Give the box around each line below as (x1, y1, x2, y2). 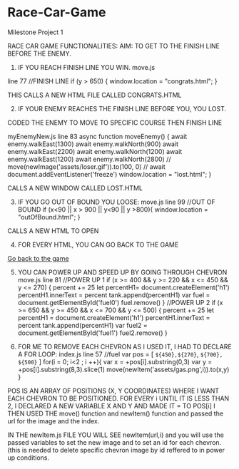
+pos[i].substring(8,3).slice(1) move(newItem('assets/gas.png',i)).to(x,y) (17, 365, 230, 373)
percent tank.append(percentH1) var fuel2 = (17, 321, 148, 329)
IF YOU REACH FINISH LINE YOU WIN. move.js (17, 63, 156, 71)
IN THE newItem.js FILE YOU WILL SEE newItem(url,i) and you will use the (7, 431, 225, 439)
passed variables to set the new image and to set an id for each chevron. (7, 438, 222, 446)
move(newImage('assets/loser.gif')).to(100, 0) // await (7, 162, 166, 171)
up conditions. (7, 453, 50, 462)
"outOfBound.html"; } (17, 212, 81, 221)
